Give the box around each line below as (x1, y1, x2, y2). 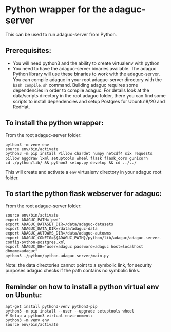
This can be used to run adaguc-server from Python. (5, 31, 117, 37)
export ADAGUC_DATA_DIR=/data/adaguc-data (5, 226, 98, 231)
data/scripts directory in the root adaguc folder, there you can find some (12, 92, 166, 99)
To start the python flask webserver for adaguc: (5, 189, 162, 198)
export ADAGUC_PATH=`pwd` (5, 217, 61, 223)
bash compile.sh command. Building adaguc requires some (12, 82, 138, 88)
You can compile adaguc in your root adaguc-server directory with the (12, 76, 162, 83)
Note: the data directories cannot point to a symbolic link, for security (5, 262, 153, 268)
